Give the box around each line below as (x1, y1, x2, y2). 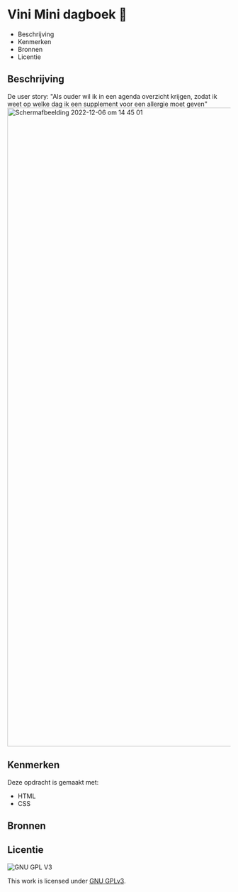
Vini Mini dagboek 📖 (7, 6, 127, 23)
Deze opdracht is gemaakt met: (7, 778, 99, 786)
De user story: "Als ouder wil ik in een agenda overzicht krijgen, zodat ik (7, 92, 217, 100)
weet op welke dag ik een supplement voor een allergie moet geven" (7, 100, 208, 108)
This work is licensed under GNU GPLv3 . (7, 876, 126, 885)
